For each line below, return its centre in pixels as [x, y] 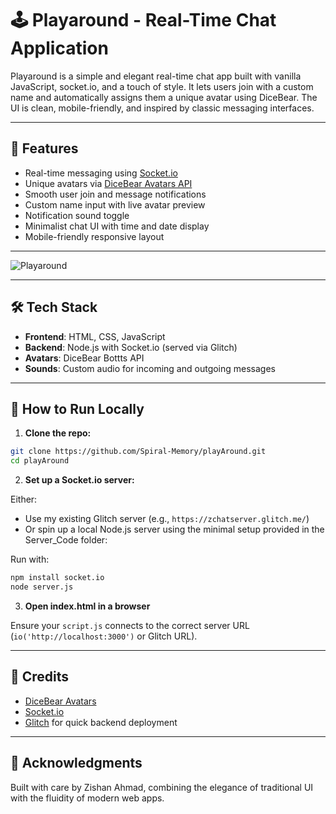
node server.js [42, 587]
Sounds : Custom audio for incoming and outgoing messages [150, 368]
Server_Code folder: [66, 540]
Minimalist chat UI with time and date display [117, 226]
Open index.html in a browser [87, 606]
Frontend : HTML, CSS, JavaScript [95, 336]
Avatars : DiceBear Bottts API [84, 358]
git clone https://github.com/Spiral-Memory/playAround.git [138, 452]
